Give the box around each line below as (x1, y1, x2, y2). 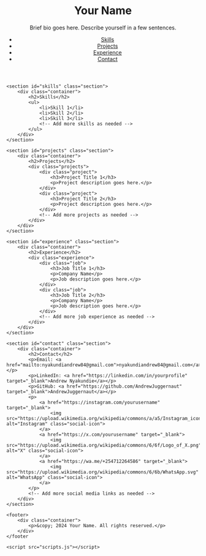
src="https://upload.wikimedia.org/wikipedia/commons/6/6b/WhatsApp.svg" (6, 469, 199, 475)
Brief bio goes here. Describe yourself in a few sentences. (29, 24, 177, 31)
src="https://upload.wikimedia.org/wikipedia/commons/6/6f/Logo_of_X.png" (6, 442, 202, 448)
